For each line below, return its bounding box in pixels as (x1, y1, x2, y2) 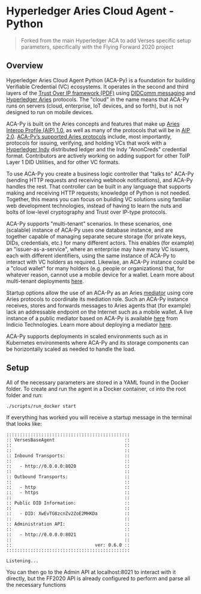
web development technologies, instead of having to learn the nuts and (6, 202, 182, 209)
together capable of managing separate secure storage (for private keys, (6, 232, 187, 240)
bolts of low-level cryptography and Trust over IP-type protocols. (6, 208, 167, 216)
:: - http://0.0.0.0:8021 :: (6, 532, 130, 538)
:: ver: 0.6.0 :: (6, 542, 130, 548)
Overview (6, 61, 44, 71)
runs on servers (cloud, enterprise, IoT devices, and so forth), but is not (6, 102, 183, 109)
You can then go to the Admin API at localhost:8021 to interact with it (6, 568, 176, 575)
